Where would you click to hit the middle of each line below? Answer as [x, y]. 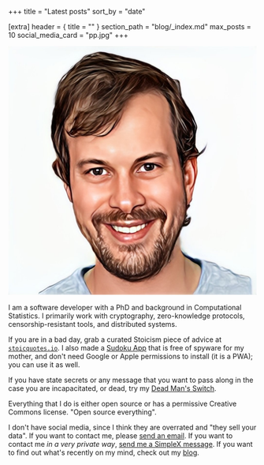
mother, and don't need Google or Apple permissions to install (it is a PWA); [131, 356]
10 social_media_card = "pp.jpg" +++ [68, 35]
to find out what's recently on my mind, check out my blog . [104, 452]
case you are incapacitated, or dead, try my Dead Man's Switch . [112, 388]
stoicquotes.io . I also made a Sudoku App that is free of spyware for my [126, 348]
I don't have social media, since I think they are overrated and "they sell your [132, 427]
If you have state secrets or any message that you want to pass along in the [131, 380]
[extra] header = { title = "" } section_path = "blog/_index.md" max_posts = [130, 26]
